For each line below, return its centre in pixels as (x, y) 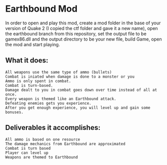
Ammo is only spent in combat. (38, 81)
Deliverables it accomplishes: (53, 128)
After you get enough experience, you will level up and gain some (78, 108)
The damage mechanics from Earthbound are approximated (65, 144)
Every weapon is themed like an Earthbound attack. (61, 99)
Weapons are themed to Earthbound (42, 157)
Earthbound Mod (41, 9)
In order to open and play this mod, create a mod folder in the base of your (83, 23)
